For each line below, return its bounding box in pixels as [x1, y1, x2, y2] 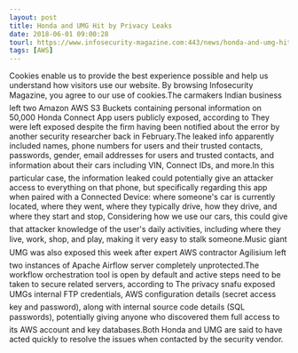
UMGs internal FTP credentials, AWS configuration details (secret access [9, 289, 277, 300]
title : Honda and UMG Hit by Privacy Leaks [9, 21, 173, 30]
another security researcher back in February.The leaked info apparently [9, 131, 275, 142]
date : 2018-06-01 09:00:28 [9, 29, 109, 38]
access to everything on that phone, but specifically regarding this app [9, 182, 268, 193]
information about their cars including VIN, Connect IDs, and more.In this [9, 160, 275, 171]
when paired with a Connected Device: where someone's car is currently [9, 192, 276, 203]
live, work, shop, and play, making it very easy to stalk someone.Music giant [9, 234, 287, 245]
